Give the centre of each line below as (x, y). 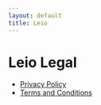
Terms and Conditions (56, 93)
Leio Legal (43, 62)
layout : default (35, 16)
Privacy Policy (43, 84)
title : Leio (28, 23)
